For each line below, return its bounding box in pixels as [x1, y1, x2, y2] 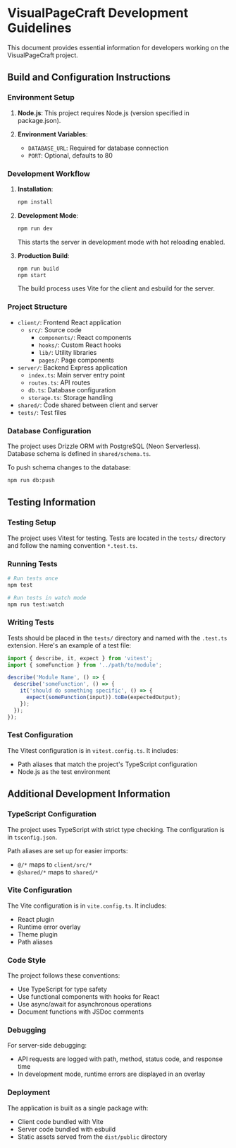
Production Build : [17, 251, 70, 259]
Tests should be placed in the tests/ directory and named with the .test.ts [7, 633, 228, 642]
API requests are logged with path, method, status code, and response [17, 1055, 223, 1063]
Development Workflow [7, 168, 90, 178]
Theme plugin [17, 930, 58, 938]
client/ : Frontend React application [17, 318, 122, 327]
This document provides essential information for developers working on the [7, 43, 230, 52]
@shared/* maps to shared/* [17, 867, 99, 876]
